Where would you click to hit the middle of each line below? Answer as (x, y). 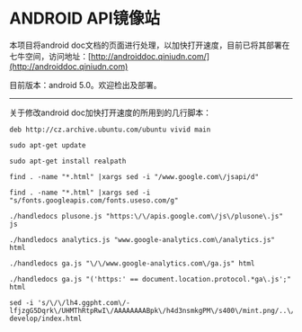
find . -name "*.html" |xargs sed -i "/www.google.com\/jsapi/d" (134, 176)
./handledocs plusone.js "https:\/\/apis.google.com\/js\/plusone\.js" (146, 216)
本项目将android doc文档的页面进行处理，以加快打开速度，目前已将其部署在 (150, 45)
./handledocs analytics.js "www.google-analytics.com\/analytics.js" (142, 239)
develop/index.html (46, 319)
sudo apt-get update (48, 145)
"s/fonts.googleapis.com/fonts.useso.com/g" (94, 200)
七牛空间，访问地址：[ (50, 56)
